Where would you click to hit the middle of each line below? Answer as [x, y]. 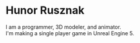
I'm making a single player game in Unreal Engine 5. [70, 33]
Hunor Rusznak [45, 10]
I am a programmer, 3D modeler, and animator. [63, 27]
